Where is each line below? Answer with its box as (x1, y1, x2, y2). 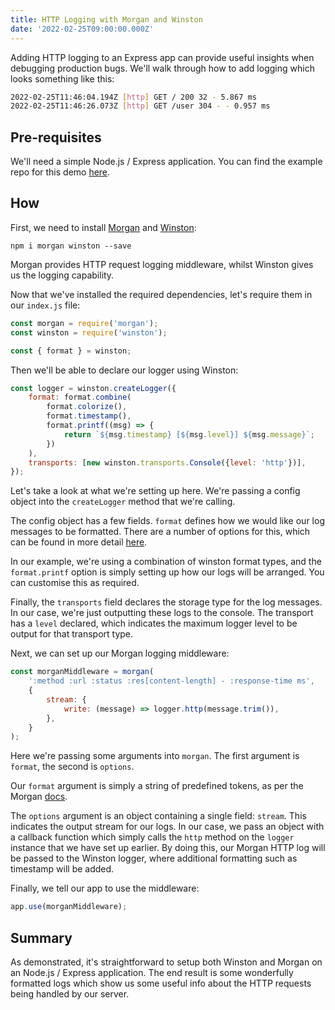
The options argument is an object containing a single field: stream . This (10, 810, 307, 822)
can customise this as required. (10, 577, 140, 589)
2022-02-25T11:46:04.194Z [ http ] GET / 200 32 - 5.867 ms (10, 92, 257, 102)
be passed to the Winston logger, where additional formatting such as (10, 852, 298, 865)
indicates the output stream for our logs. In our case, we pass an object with (10, 821, 325, 833)
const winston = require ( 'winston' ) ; (10, 327, 168, 338)
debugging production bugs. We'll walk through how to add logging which (10, 62, 315, 74)
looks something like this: (10, 72, 115, 85)
